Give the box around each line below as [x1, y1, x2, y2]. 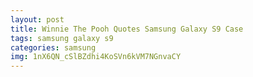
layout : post [10, 14, 65, 25]
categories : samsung [10, 42, 97, 53]
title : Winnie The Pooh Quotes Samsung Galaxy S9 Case [10, 24, 244, 34]
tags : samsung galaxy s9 [10, 33, 114, 43]
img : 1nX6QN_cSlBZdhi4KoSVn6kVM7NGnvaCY [10, 52, 182, 62]
